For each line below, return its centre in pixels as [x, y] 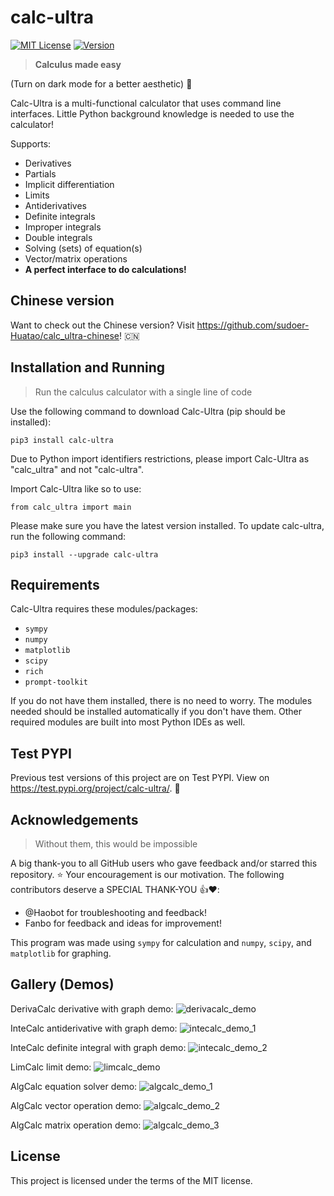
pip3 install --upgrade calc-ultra [84, 554]
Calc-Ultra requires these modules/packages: [104, 609]
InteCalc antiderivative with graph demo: [94, 1028]
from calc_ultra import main [71, 507]
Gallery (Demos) [62, 984]
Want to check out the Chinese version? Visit [102, 325]
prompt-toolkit [56, 682]
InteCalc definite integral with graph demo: [98, 1047]
